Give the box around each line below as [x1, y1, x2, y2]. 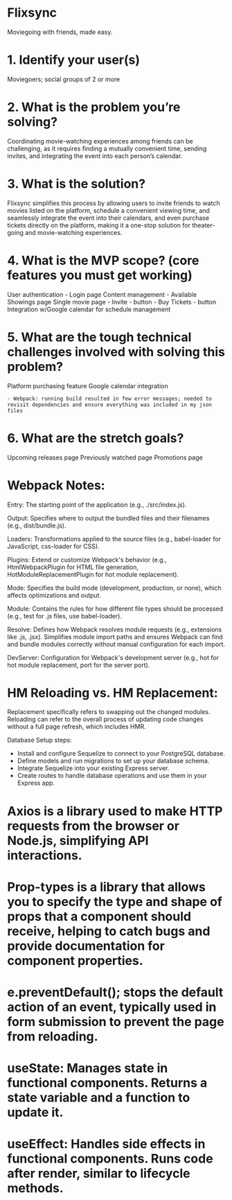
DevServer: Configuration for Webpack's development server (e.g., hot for [7, 653, 220, 661]
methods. [7, 1181, 64, 1197]
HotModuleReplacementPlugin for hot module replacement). [7, 570, 179, 578]
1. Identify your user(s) [7, 52, 141, 68]
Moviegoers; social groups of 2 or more [7, 75, 121, 83]
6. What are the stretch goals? [7, 430, 184, 446]
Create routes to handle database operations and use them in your [17, 772, 207, 780]
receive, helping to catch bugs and [7, 923, 211, 939]
